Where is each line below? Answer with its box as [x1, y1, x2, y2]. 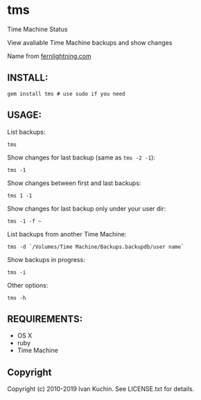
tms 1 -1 [7, 192, 33, 199]
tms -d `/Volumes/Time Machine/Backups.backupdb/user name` [7, 243, 185, 250]
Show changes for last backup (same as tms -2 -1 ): [7, 153, 156, 162]
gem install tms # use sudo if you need [7, 90, 126, 97]
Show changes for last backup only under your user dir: [7, 204, 166, 213]
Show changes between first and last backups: [7, 179, 141, 187]
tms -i [7, 269, 26, 276]
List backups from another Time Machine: [7, 229, 127, 238]
